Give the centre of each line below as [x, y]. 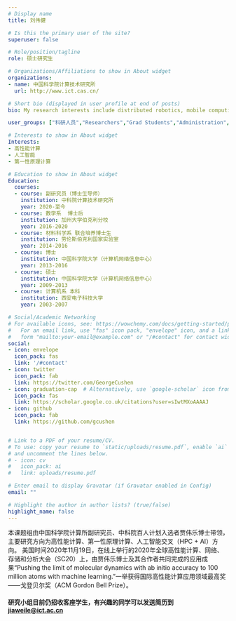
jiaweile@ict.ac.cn [36, 610]
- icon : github [30, 409]
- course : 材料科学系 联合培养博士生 [63, 233]
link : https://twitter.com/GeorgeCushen [74, 382]
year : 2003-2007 [44, 305]
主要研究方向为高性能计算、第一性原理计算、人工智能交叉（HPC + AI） [110, 541]
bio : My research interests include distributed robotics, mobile [107, 110]
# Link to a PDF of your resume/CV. [61, 440]
